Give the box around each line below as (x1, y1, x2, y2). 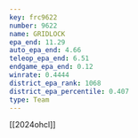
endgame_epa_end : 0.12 (9, 63, 93, 72)
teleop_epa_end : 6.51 (9, 54, 90, 63)
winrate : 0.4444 (9, 71, 69, 80)
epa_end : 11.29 (9, 37, 66, 47)
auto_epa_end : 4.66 (9, 46, 82, 55)
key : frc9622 (9, 12, 58, 22)
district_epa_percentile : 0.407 (9, 87, 129, 96)
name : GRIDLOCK (9, 29, 66, 38)
